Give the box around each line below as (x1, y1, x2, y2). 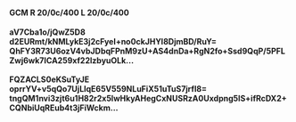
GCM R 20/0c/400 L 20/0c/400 (9, 7, 129, 18)
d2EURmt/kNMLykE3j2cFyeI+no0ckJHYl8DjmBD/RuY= (9, 37, 217, 47)
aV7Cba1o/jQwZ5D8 (9, 27, 86, 37)
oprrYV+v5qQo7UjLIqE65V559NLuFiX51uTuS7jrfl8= (9, 84, 208, 94)
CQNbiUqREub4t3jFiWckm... (9, 102, 119, 113)
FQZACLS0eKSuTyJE (9, 74, 90, 85)
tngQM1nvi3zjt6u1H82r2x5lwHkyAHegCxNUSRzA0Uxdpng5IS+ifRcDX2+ (9, 94, 287, 104)
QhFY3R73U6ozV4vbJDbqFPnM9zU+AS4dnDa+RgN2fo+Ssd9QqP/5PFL (9, 45, 285, 57)
